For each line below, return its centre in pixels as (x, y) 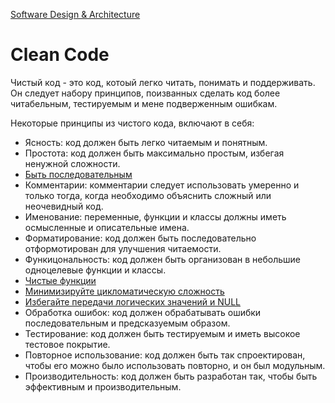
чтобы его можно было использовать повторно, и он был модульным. (175, 365)
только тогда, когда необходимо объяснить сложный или (148, 195)
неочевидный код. (64, 206)
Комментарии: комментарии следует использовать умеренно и (162, 185)
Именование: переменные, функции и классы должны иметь (155, 216)
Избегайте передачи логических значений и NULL (132, 301)
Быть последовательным (78, 174)
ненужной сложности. (72, 163)
